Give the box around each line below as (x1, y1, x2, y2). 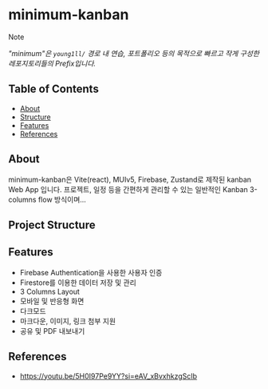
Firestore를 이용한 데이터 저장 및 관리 (19, 278, 137, 287)
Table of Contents (8, 82, 100, 96)
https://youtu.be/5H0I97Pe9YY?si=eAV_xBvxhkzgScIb (19, 371, 198, 381)
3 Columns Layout (19, 287, 80, 296)
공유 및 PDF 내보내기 (19, 326, 85, 335)
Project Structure (8, 218, 96, 231)
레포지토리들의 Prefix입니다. (8, 58, 97, 68)
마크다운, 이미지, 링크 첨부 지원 (19, 316, 116, 326)
